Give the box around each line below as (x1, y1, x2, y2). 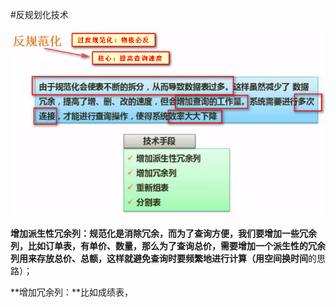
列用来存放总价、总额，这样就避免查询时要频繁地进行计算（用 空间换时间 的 (10, 252, 317, 264)
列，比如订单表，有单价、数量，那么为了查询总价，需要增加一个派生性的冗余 (10, 239, 326, 252)
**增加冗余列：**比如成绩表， (10, 286, 134, 298)
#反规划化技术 (10, 9, 69, 20)
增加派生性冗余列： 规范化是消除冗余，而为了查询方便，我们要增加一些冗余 (10, 227, 317, 239)
